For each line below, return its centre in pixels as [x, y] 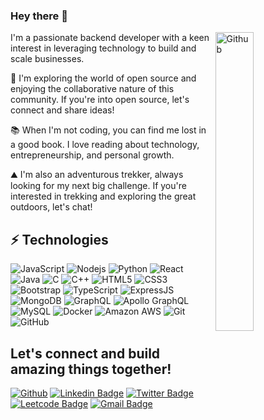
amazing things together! [91, 369]
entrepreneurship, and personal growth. [92, 155]
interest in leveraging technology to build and [103, 48]
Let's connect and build [85, 353]
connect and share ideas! [62, 110]
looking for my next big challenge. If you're [98, 186]
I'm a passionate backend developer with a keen [110, 38]
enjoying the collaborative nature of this [92, 89]
